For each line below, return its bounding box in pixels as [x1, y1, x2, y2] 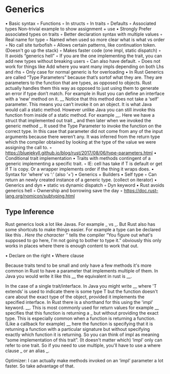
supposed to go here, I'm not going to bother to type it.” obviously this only [5, 237, 162, 243]
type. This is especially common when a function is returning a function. [5, 315, 156, 321]
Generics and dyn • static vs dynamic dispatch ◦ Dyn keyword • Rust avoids [5, 182, 164, 188]
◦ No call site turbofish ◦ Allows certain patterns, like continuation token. [5, 42, 156, 48]
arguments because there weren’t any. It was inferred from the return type [5, 133, 160, 140]
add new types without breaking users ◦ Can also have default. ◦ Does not [5, 58, 161, 64]
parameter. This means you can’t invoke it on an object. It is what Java [5, 101, 152, 107]
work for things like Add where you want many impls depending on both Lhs [5, 63, 164, 70]
